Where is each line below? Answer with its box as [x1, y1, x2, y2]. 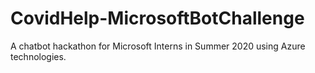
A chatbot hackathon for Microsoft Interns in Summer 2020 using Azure [10, 40, 306, 52]
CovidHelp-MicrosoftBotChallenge [10, 7, 305, 30]
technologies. [10, 50, 67, 62]
